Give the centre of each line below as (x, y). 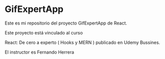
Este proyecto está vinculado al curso (44, 32)
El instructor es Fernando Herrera (39, 52)
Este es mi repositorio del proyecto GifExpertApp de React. (66, 23)
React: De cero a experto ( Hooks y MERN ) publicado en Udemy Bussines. (82, 42)
